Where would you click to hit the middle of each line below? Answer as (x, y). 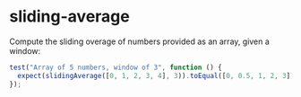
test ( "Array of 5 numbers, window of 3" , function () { (116, 67)
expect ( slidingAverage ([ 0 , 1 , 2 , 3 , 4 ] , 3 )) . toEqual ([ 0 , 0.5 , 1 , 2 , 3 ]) (156, 75)
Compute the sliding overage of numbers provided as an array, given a (140, 41)
